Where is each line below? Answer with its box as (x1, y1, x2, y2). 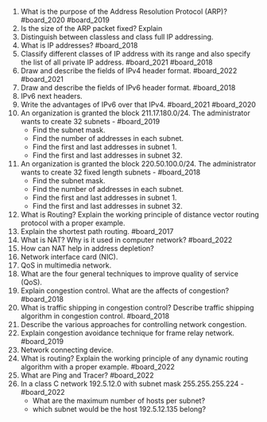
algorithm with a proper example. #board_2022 (20, 362, 176, 371)
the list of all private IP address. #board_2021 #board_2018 (20, 57, 213, 67)
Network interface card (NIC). (20, 252, 118, 261)
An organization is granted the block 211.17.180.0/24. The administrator (20, 108, 251, 118)
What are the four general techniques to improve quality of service (20, 269, 239, 278)
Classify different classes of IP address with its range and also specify (20, 49, 251, 58)
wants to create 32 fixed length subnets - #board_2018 (20, 167, 201, 177)
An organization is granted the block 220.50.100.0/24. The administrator (20, 159, 257, 168)
